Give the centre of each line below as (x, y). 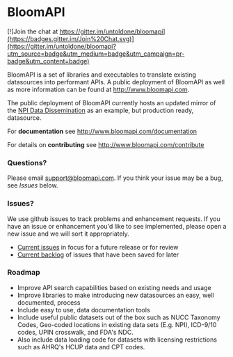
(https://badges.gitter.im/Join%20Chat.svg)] (71, 38)
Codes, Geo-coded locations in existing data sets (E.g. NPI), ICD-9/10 (117, 324)
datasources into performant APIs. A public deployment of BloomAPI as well (116, 82)
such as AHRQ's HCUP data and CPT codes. (81, 347)
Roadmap (24, 273)
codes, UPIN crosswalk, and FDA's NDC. (75, 332)
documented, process (49, 302)
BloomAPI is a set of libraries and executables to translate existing (102, 75)
